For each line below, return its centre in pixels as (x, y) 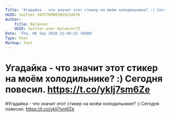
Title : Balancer (32, 24)
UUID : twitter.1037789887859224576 (43, 15)
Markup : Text (19, 43)
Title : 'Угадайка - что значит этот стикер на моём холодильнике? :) (80, 10)
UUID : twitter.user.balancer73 (47, 29)
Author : (13, 19)
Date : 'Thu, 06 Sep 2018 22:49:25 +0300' (50, 33)
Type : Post (17, 38)
